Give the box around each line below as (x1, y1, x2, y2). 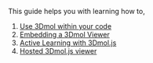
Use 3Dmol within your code (19, 22, 112, 30)
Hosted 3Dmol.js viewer (19, 47, 97, 55)
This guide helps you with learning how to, (8, 7, 145, 16)
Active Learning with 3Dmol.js (19, 38, 117, 47)
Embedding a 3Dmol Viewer (19, 30, 110, 39)
